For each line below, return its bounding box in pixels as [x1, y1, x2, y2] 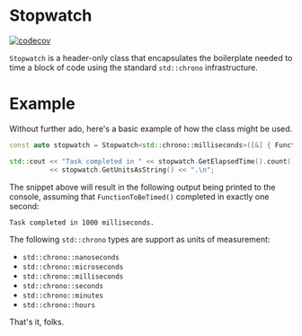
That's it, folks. [9, 316, 65, 327]
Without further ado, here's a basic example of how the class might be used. [9, 123, 293, 134]
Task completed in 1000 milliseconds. [9, 217, 155, 227]
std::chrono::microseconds [22, 262, 124, 271]
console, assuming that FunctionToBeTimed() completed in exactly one [9, 190, 270, 202]
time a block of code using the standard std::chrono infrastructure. [9, 62, 258, 73]
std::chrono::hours [22, 300, 96, 310]
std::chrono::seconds [22, 281, 103, 290]
